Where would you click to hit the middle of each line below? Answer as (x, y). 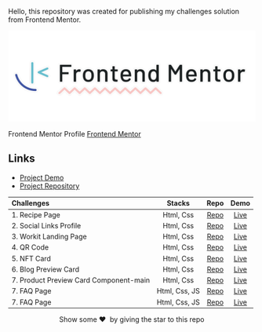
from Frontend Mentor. (45, 20)
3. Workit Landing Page (49, 237)
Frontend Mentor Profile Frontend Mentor (75, 134)
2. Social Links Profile (46, 225)
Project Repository (49, 186)
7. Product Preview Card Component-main (81, 280)
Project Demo (42, 177)
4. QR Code (30, 247)
